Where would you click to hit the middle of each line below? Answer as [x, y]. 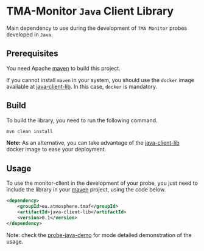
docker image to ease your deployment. [56, 150]
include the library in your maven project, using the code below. [86, 190]
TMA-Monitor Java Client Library [90, 11]
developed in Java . [30, 34]
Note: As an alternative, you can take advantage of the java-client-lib [93, 143]
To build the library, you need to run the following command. [82, 120]
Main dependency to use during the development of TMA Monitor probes [97, 28]
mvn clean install [30, 131]
